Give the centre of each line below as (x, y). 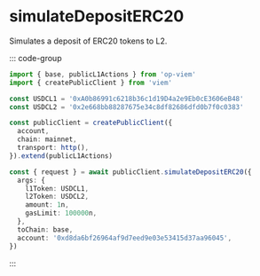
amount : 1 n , (47, 205)
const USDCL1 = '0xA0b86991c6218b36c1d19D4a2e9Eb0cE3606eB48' (126, 99)
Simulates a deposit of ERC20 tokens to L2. (88, 41)
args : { (32, 180)
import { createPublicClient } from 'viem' (91, 83)
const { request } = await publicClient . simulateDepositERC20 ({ (130, 172)
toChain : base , (45, 229)
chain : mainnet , (47, 139)
